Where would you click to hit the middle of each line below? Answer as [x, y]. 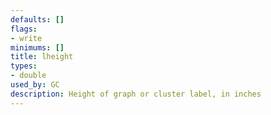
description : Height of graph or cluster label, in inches [136, 94]
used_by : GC [35, 85]
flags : [24, 29]
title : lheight [42, 57]
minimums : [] [37, 47]
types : [24, 66]
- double [28, 76]
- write [26, 38]
